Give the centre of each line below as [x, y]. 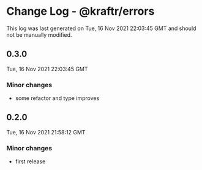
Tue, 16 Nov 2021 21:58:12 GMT [46, 132]
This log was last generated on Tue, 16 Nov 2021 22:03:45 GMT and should [101, 28]
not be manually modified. [39, 34]
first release [30, 161]
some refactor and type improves [57, 98]
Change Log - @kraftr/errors [80, 11]
